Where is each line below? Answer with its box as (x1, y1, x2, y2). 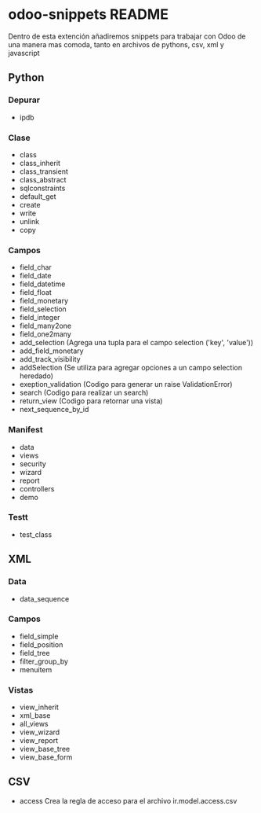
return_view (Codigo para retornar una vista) (19, 396, 163, 406)
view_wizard (19, 727, 60, 737)
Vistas (8, 684, 34, 695)
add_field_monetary (19, 346, 84, 355)
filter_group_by (19, 657, 69, 666)
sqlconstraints (19, 183, 66, 193)
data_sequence (19, 594, 70, 603)
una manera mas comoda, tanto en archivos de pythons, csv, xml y (8, 39, 225, 49)
